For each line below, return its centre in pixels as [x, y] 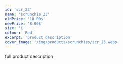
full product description [29, 56]
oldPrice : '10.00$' [25, 19]
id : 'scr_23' [19, 10]
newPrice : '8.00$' [24, 24]
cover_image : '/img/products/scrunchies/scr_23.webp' [62, 42]
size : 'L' [15, 28]
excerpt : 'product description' [39, 38]
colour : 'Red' [20, 33]
